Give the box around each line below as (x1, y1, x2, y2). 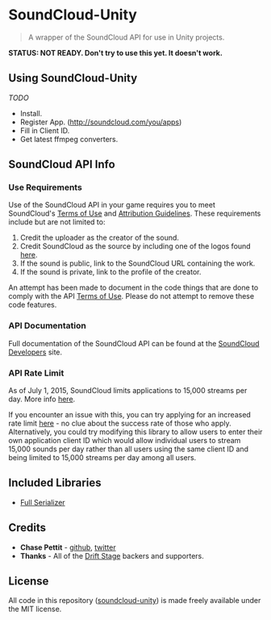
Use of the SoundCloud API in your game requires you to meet (8, 200, 215, 210)
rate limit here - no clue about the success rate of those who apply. (8, 418, 231, 429)
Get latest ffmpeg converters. (19, 134, 119, 144)
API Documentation (8, 320, 87, 332)
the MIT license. (8, 604, 62, 614)
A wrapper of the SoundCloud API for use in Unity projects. (27, 32, 225, 42)
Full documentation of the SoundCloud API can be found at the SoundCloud (8, 338, 260, 348)
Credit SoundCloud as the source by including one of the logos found (19, 241, 252, 251)
